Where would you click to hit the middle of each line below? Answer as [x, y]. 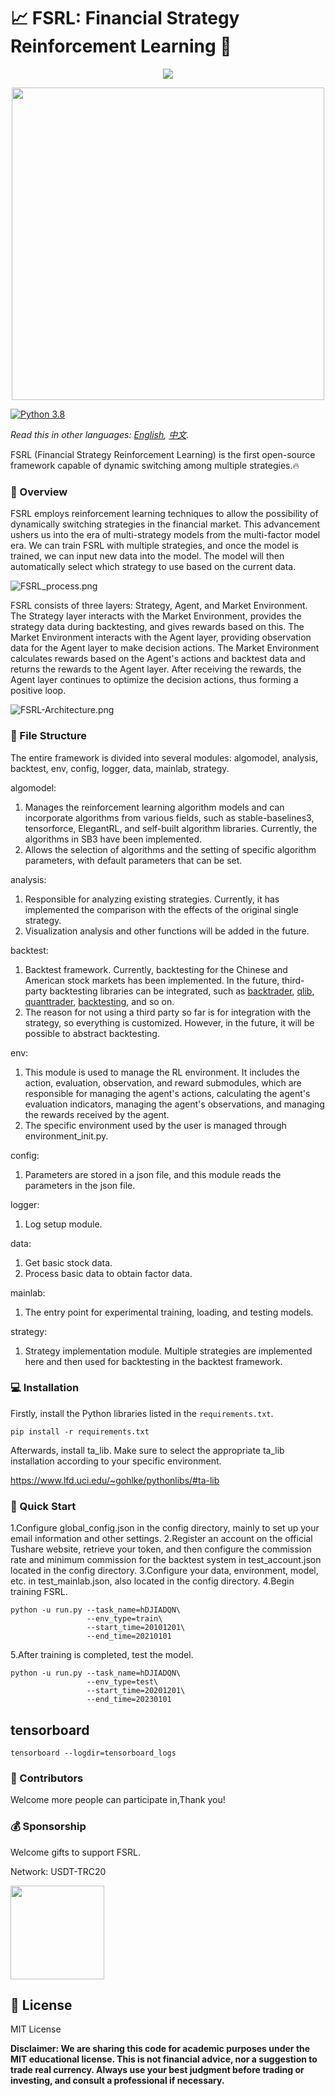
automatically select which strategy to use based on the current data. [153, 567]
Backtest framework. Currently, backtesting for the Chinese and [156, 969]
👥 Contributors [47, 1778]
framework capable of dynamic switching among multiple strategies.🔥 [155, 465]
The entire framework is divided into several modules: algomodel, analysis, [164, 757]
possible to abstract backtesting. [92, 1033]
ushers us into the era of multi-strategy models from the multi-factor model [165, 535]
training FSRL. [39, 1592]
